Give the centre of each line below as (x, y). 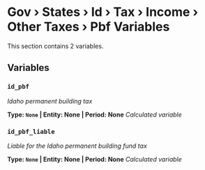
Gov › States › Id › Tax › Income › (103, 12)
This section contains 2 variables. (55, 46)
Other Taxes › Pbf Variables (89, 27)
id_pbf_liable (31, 131)
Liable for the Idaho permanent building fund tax (77, 146)
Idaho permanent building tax (50, 101)
